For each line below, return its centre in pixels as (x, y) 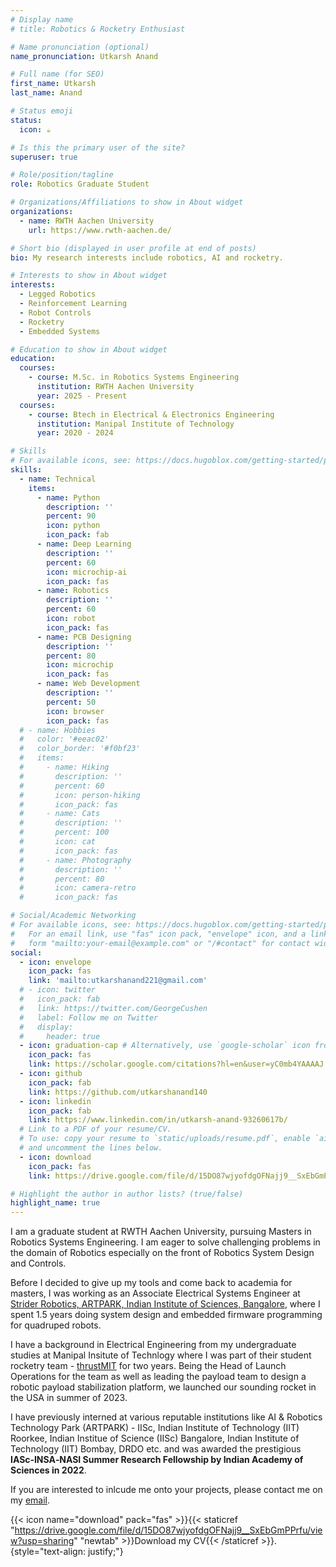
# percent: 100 (64, 832)
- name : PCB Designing (84, 637)
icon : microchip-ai (87, 572)
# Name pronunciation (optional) (80, 47)
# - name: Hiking (64, 767)
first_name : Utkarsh (53, 84)
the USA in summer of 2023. (69, 1398)
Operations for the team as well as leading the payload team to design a (158, 1377)
